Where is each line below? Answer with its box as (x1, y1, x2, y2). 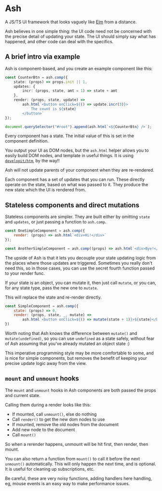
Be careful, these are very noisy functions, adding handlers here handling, (5, 475, 152, 481)
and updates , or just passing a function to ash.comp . (5, 219, 107, 225)
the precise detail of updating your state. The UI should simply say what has (5, 33, 156, 39)
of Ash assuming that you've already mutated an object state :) (5, 341, 130, 347)
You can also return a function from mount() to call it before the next (5, 456, 140, 461)
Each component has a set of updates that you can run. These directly (5, 176, 145, 182)
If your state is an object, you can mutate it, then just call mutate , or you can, (5, 280, 157, 285)
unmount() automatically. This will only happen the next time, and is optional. (5, 461, 156, 467)
